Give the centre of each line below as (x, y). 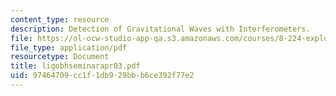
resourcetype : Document (60, 57)
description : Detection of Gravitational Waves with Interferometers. (160, 29)
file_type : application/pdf (69, 47)
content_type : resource (60, 19)
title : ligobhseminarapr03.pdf (75, 66)
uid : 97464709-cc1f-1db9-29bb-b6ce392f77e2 (102, 76)
